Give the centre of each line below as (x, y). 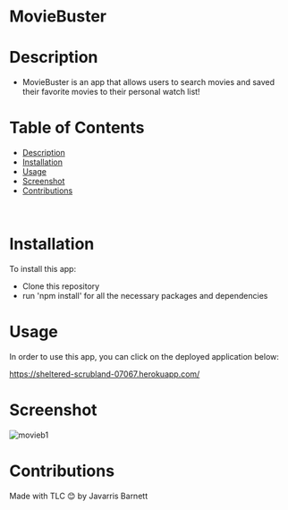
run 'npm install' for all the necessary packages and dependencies (145, 296)
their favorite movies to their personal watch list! (111, 92)
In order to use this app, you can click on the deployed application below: (144, 356)
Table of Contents (77, 128)
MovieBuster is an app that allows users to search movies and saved (148, 82)
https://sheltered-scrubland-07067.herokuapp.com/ (105, 374)
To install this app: (43, 269)
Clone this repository (61, 286)
